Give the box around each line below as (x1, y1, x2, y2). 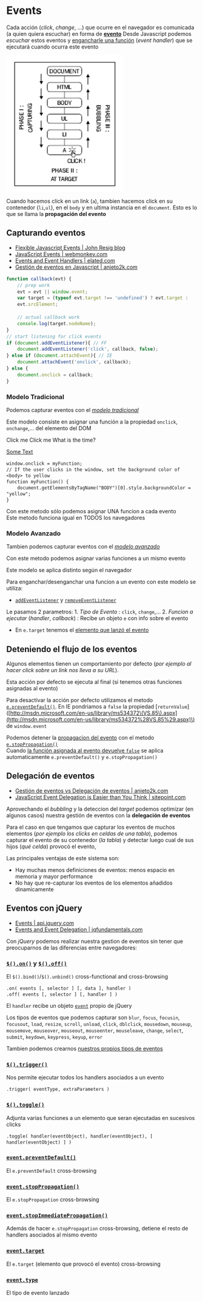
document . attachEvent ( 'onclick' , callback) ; (17, 359, 131, 365)
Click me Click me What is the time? (6, 436, 96, 444)
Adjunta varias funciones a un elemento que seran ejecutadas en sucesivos (6, 1114, 195, 1121)
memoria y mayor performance (15, 872, 93, 880)
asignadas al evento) (6, 685, 59, 692)
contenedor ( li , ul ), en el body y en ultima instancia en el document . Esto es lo (6, 204, 198, 211)
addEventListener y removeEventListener (15, 596, 117, 604)
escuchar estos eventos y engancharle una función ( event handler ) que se (6, 36, 193, 44)
